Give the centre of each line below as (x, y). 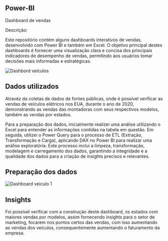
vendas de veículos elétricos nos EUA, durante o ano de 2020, (70, 104)
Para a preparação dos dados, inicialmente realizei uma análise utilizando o (83, 124)
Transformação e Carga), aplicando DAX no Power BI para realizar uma (78, 140)
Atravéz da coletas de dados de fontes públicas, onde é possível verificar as (84, 98)
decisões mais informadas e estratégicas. (48, 61)
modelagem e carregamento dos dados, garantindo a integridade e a (76, 151)
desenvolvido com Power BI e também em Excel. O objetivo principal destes (84, 45)
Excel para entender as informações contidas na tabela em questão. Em (79, 129)
